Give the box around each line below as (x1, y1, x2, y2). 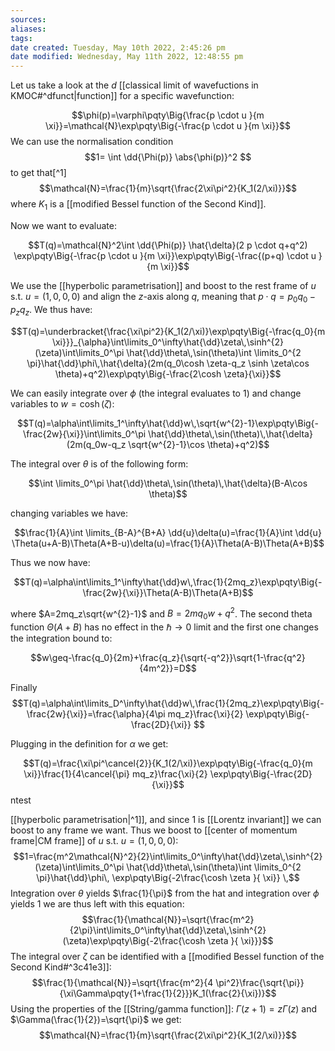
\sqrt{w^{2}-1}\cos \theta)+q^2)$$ (128, 438, 270, 450)
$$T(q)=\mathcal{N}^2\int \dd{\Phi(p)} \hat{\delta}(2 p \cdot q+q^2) (28, 239, 308, 251)
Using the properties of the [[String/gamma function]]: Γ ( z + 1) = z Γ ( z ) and (10, 1002, 318, 1015)
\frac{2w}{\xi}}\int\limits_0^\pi (23, 427, 147, 440)
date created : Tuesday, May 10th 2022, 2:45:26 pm (10, 42, 226, 53)
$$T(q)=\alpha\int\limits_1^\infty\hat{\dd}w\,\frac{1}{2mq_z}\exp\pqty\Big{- (13, 576, 323, 588)
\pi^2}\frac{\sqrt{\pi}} (215, 976, 305, 988)
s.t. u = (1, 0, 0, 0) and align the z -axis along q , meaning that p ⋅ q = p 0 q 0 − (10, 290, 317, 305)
